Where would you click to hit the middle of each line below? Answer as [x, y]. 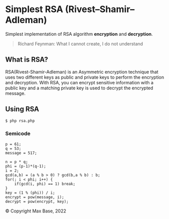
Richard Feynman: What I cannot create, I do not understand [80, 43]
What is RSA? [27, 60]
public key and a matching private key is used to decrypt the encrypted [79, 88]
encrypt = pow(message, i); [35, 197]
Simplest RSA [34, 9]
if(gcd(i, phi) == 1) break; [45, 184]
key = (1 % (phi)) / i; [30, 193]
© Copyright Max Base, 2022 [36, 211]
